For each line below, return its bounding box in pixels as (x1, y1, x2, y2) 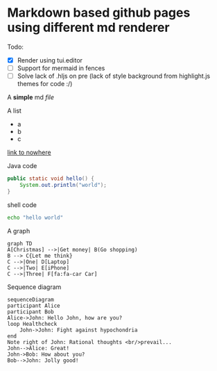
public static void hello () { (7, 175, 95, 182)
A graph (7, 226, 31, 235)
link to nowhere (7, 148, 51, 157)
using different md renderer (7, 19, 170, 35)
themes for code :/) (17, 80, 73, 88)
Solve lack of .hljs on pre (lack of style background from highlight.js (17, 72, 210, 81)
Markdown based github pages (7, 5, 191, 21)
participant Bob (7, 308, 54, 315)
